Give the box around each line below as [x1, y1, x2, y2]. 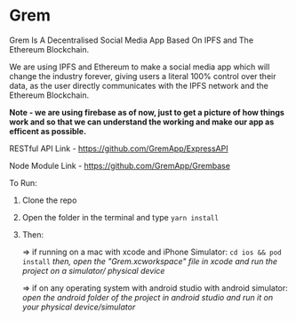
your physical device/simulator [21, 301, 136, 312]
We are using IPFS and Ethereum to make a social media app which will [9, 61, 270, 72]
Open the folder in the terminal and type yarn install [21, 212, 220, 222]
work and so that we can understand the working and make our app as [9, 116, 275, 127]
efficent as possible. [9, 125, 87, 136]
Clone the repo [21, 195, 77, 205]
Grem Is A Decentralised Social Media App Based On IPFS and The [9, 35, 254, 45]
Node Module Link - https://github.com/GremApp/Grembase [9, 160, 231, 171]
